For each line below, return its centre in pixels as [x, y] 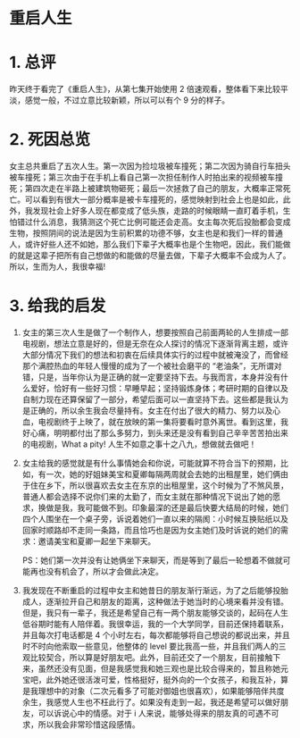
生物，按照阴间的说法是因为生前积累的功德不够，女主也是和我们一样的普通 [146, 233]
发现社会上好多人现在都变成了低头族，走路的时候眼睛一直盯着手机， [158, 211]
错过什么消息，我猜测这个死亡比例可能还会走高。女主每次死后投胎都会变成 [154, 222]
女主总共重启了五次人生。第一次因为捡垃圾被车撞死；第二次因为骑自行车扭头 [150, 166]
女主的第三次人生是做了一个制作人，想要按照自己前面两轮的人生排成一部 [155, 332]
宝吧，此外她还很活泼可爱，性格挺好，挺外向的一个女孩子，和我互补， [151, 679]
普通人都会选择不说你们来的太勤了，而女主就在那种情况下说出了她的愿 [151, 496]
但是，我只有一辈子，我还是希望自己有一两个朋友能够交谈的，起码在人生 [155, 612]
